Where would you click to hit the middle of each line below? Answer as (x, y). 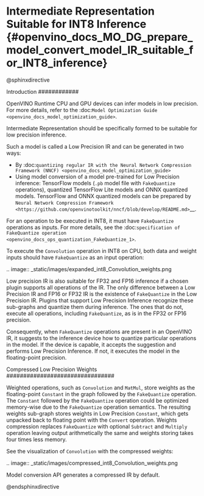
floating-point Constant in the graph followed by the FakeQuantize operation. (101, 394)
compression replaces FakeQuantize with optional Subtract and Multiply (97, 426)
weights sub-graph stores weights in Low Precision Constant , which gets (97, 413)
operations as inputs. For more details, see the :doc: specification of (93, 227)
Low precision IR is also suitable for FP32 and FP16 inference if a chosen (97, 281)
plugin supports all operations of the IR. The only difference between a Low (101, 287)
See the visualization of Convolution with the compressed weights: (90, 451)
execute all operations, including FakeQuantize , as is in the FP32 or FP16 (97, 313)
